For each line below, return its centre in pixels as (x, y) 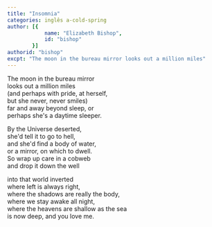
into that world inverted (41, 179)
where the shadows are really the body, (63, 194)
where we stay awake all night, (51, 201)
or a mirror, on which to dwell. (50, 151)
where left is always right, (44, 186)
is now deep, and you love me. (51, 216)
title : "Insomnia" (34, 14)
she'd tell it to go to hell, (42, 136)
